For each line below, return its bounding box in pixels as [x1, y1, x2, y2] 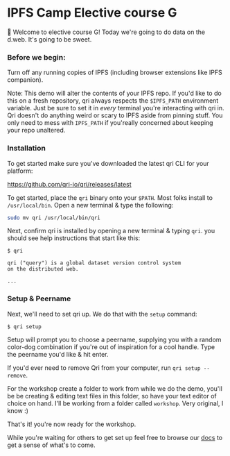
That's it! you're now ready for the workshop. [7, 420, 136, 428]
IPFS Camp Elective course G [7, 5, 177, 21]
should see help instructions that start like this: [7, 234, 141, 242]
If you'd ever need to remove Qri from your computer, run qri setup [7, 363, 201, 372]
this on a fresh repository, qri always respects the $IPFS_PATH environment [7, 96, 219, 105]
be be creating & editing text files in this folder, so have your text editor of [7, 391, 217, 400]
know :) [7, 406, 29, 414]
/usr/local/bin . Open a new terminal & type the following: [7, 201, 174, 209]
